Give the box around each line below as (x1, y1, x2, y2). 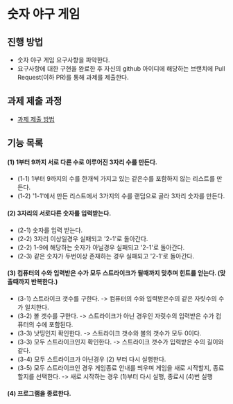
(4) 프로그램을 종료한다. (7, 389, 71, 398)
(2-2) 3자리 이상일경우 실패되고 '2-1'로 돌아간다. (17, 234, 148, 243)
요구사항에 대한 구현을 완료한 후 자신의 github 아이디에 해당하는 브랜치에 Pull (17, 64, 225, 73)
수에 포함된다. (35, 320, 74, 328)
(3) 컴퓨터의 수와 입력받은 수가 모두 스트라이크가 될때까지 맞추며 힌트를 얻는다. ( (7, 269, 221, 277)
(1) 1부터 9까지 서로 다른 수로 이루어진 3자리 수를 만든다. (7, 157, 158, 166)
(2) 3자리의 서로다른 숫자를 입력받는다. (7, 209, 112, 217)
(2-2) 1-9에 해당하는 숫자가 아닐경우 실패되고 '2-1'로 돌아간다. (17, 243, 185, 252)
